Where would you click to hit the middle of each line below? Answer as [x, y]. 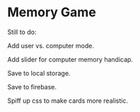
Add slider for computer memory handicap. [70, 59]
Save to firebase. [32, 86]
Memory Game [52, 12]
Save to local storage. [39, 73]
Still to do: [22, 32]
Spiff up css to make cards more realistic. [68, 101]
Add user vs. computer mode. [51, 45]
